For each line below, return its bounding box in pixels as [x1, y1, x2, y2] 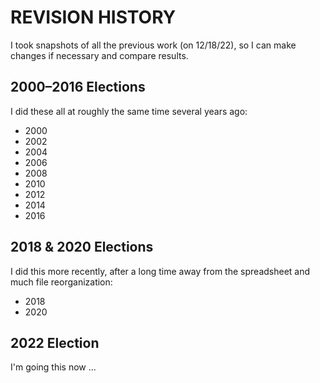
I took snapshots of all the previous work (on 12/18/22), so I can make [10, 39, 297, 51]
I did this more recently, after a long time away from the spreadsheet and [10, 265, 311, 277]
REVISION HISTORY [10, 6, 177, 29]
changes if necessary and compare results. [10, 49, 189, 61]
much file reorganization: [10, 276, 113, 288]
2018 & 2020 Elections [10, 239, 154, 256]
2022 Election [10, 334, 100, 351]
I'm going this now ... [10, 361, 97, 373]
